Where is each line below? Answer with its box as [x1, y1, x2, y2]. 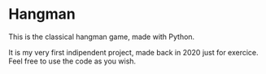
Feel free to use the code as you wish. [8, 56, 137, 66]
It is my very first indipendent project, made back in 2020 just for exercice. [8, 47, 259, 57]
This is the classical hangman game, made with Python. [8, 32, 195, 41]
